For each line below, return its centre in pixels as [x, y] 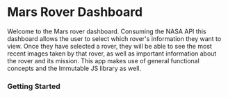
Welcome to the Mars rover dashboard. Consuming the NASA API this [107, 31]
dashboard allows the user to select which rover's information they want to [114, 38]
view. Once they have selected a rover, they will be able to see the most [109, 46]
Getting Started [34, 86]
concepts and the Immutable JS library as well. [74, 68]
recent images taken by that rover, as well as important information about [112, 54]
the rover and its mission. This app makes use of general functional [103, 60]
